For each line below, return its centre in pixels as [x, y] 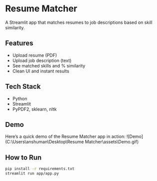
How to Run [23, 157]
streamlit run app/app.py [32, 174]
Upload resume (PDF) [35, 55]
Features [19, 43]
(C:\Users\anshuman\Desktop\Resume [45, 142]
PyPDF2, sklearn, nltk [34, 109]
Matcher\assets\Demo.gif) [112, 142]
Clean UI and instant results [41, 71]
